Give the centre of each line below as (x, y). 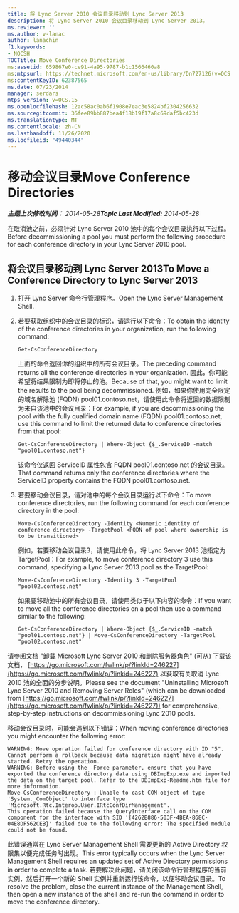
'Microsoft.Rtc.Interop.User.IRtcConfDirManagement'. (89, 805)
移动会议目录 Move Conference (99, 177)
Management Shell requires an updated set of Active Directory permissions (118, 861)
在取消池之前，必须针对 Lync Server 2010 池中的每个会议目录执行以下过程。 (119, 229)
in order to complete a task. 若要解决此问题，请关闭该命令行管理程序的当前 (117, 870)
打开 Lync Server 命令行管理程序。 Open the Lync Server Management (120, 298)
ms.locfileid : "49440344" (46, 140)
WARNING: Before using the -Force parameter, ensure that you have (110, 768)
